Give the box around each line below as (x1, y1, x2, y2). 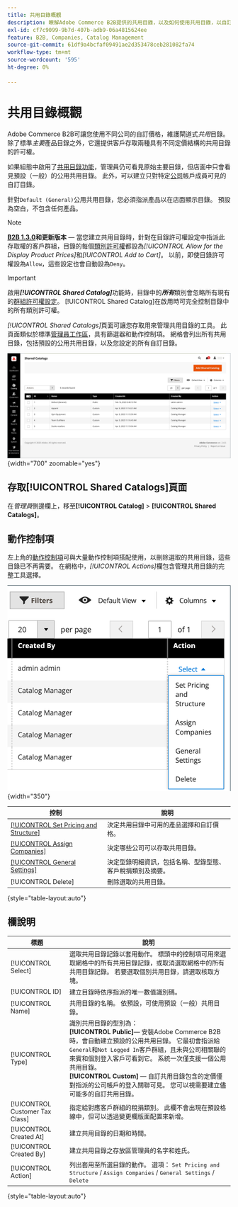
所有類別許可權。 (13, 305, 64, 314)
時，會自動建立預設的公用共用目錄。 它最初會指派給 (69, 1036, 220, 1045)
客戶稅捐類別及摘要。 (107, 866, 170, 875)
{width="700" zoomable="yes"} (7, 459, 101, 467)
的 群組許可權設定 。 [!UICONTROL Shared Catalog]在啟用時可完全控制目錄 (7, 297, 223, 305)
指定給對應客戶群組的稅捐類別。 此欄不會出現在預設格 (69, 1103, 227, 1111)
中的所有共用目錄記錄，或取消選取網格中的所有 (88, 958, 225, 967)
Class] (10, 1115, 30, 1123)
